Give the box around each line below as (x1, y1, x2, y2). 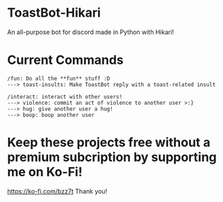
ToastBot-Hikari (7, 5, 101, 21)
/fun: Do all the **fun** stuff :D (7, 75, 110, 82)
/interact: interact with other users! (7, 93, 123, 100)
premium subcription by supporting (7, 149, 217, 165)
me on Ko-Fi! (7, 165, 83, 180)
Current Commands (7, 52, 124, 68)
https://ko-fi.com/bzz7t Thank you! (7, 187, 108, 195)
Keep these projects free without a (7, 135, 210, 151)
